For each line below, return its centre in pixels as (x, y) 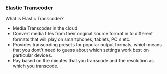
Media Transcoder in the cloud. (45, 28)
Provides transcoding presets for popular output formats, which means (87, 45)
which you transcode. (35, 66)
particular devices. (32, 55)
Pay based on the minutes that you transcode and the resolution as (83, 61)
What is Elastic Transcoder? (34, 19)
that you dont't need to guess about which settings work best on (81, 50)
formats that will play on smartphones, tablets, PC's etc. (71, 39)
